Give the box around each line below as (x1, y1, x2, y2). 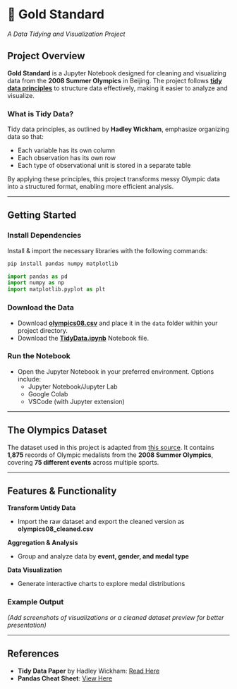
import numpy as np (7, 279, 65, 286)
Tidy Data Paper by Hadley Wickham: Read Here (17, 666, 160, 675)
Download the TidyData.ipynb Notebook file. (17, 334, 150, 342)
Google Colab (28, 389, 68, 398)
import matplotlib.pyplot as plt (7, 286, 106, 293)
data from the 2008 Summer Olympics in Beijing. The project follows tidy (7, 76, 222, 85)
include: (17, 374, 41, 383)
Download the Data (7, 303, 74, 312)
